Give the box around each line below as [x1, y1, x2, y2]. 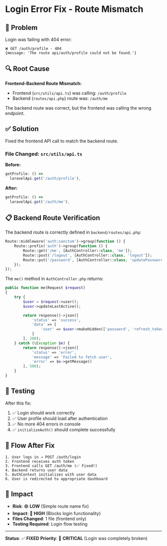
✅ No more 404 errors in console [12, 421, 81, 427]
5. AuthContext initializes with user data [5, 472, 97, 477]
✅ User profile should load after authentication [12, 415, 108, 421]
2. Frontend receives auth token [5, 459, 75, 464]
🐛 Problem [5, 23, 38, 32]
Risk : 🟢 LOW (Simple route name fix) [12, 503, 89, 509]
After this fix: [5, 400, 31, 406]
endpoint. [5, 110, 25, 116]
